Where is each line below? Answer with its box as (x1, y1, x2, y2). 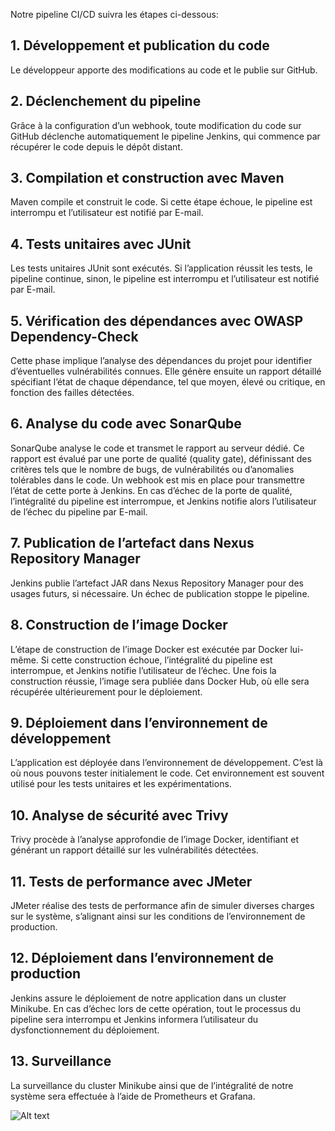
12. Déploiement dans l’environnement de (10, 950, 275, 967)
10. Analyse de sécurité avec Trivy (10, 807, 229, 824)
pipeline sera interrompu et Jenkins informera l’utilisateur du (10, 1013, 259, 1025)
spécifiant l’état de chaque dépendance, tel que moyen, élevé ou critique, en (10, 376, 326, 388)
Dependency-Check (10, 328, 139, 345)
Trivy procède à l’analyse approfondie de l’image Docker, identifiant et (10, 834, 299, 846)
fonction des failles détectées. (10, 387, 135, 399)
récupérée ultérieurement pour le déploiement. (10, 685, 203, 698)
